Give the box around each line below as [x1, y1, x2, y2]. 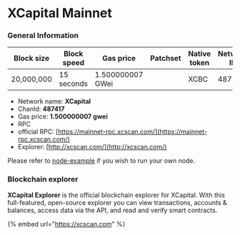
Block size [14, 54, 50, 64]
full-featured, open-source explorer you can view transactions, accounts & [7, 198, 227, 206]
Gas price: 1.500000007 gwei [17, 112, 109, 121]
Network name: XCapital [17, 97, 91, 106]
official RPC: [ [17, 127, 59, 136]
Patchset [149, 54, 181, 64]
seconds [59, 79, 88, 89]
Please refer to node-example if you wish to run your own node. [7, 156, 196, 165]
